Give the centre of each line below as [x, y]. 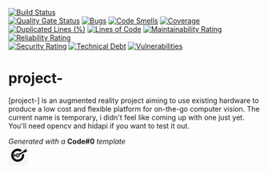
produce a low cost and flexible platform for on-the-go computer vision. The [134, 108]
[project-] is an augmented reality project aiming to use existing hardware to [134, 100]
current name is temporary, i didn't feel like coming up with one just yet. [127, 117]
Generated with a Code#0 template [67, 141]
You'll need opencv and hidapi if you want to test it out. [99, 126]
